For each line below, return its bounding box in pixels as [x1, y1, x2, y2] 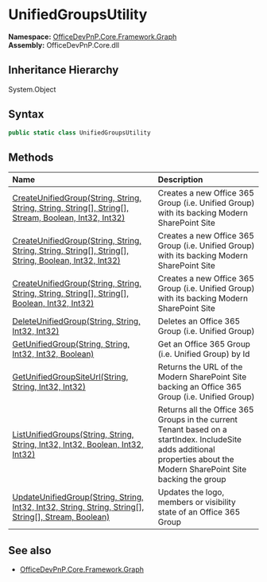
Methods [8, 150, 54, 164]
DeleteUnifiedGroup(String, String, [12, 316, 141, 327]
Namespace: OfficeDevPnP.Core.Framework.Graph [8, 32, 177, 41]
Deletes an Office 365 [157, 316, 241, 327]
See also [8, 543, 52, 557]
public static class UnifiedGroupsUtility [8, 129, 151, 137]
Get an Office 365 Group [157, 339, 250, 350]
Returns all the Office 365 [157, 404, 254, 415]
